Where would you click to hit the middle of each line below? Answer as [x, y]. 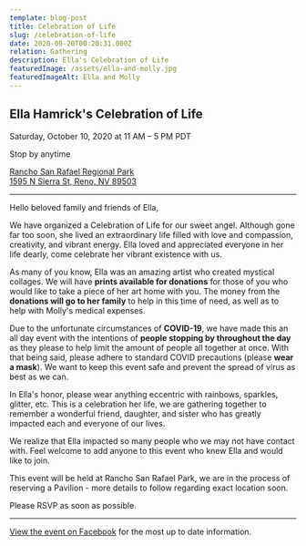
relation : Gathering [49, 52]
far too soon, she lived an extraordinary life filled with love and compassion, [152, 234]
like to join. [30, 460]
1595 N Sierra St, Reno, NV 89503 [73, 181]
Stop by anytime [40, 154]
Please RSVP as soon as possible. [73, 505]
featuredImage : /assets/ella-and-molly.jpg [93, 69]
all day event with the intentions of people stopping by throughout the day [150, 337]
